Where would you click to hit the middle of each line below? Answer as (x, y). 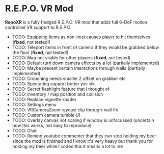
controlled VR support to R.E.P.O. (39, 27)
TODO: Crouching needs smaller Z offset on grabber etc (69, 78)
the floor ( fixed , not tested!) (40, 52)
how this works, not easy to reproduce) (52, 125)
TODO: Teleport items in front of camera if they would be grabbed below (85, 47)
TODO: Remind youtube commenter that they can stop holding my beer (84, 136)
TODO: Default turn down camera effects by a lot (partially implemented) (86, 63)
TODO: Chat (24, 130)
